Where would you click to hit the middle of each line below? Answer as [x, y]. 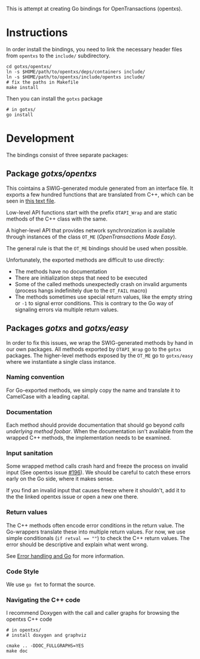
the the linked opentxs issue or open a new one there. [72, 497]
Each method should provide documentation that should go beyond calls [96, 425]
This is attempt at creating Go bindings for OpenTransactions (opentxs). [94, 9]
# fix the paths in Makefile [42, 82]
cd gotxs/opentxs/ [29, 66]
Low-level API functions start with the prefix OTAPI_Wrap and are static [92, 212]
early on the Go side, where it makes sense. [60, 479]
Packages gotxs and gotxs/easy [67, 328]
